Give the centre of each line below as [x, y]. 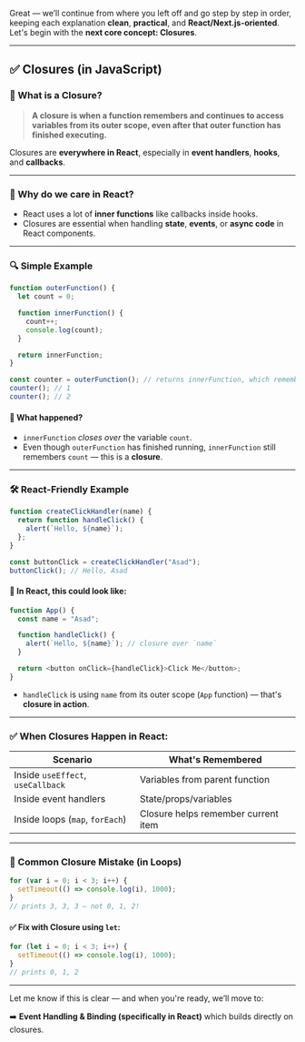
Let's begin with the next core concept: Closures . [103, 32]
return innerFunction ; [60, 355]
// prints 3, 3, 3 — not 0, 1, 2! [75, 906]
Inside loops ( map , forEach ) [70, 820]
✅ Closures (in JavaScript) [86, 70]
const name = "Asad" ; [59, 619]
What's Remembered [215, 760]
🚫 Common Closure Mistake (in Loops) [96, 862]
